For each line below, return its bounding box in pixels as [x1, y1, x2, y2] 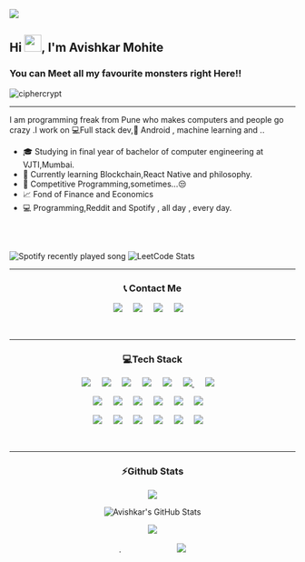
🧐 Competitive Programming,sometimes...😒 [22, 178, 187, 189]
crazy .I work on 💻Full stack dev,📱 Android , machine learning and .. [9, 124, 265, 135]
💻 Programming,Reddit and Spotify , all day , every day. [22, 202, 232, 213]
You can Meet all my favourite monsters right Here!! [9, 67, 242, 80]
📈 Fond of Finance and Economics [22, 188, 154, 199]
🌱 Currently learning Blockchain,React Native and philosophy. [22, 168, 252, 179]
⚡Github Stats [121, 465, 184, 477]
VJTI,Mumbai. [22, 159, 75, 170]
